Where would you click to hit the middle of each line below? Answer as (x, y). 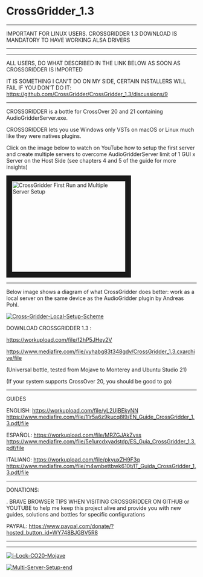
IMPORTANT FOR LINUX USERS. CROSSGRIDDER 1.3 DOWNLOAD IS (92, 33)
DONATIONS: (23, 490)
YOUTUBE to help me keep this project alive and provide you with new (94, 508)
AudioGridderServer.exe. (37, 118)
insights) (17, 167)
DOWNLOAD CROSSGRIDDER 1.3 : (49, 328)
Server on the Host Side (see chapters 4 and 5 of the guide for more (91, 160)
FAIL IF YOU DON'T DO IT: (39, 87)
